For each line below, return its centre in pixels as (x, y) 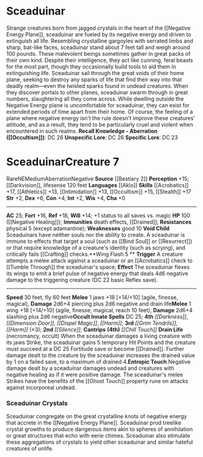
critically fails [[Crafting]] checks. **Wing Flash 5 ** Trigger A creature (95, 254)
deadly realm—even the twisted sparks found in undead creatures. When (97, 85)
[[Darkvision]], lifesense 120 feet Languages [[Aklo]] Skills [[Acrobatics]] (98, 185)
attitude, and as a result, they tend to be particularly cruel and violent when (100, 124)
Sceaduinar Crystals (37, 403)
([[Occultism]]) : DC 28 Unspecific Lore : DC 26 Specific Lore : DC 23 (92, 137)
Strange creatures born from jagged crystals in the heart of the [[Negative (98, 28)
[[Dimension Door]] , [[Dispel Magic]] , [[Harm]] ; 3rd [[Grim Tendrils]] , (92, 323)
